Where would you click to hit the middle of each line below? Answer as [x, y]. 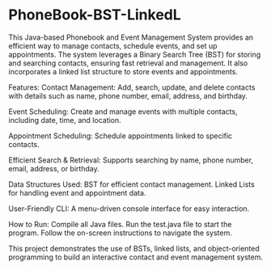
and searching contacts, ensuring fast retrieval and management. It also [128, 63]
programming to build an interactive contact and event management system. [136, 257]
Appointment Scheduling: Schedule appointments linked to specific [121, 136]
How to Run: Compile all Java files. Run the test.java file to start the [120, 224]
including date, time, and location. [65, 120]
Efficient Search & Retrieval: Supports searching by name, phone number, [131, 160]
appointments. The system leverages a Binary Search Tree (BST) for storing [135, 54]
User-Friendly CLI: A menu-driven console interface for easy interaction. [129, 209]
